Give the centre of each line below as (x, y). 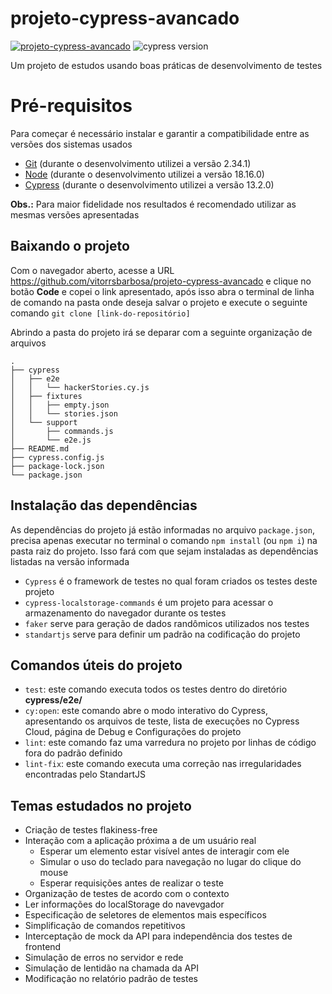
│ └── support (44, 422)
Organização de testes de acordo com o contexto (127, 894)
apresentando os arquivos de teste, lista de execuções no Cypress (162, 721)
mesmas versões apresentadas (75, 214)
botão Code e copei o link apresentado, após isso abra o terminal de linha (162, 291)
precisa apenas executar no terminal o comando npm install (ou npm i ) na (164, 540)
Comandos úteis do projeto (96, 665)
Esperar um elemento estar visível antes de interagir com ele (164, 851)
